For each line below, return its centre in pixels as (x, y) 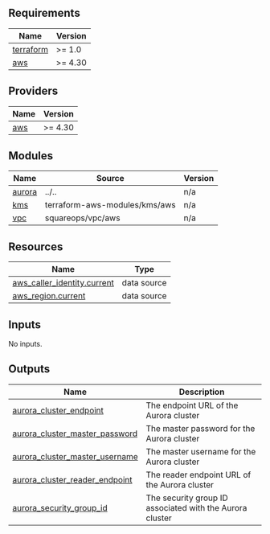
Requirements (44, 13)
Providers (33, 91)
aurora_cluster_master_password (75, 433)
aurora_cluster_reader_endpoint (72, 479)
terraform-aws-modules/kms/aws (110, 205)
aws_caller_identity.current (63, 283)
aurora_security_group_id (60, 507)
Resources (36, 246)
